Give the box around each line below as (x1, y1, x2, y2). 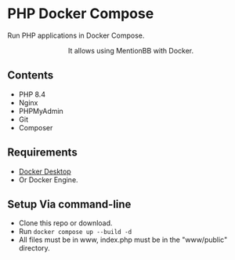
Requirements (7, 146, 78, 159)
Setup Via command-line (7, 197, 132, 211)
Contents (7, 68, 54, 82)
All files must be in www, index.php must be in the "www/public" (18, 235, 228, 244)
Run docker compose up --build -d (18, 227, 132, 236)
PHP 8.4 (18, 90, 46, 99)
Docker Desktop (18, 167, 71, 176)
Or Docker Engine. (18, 174, 79, 185)
